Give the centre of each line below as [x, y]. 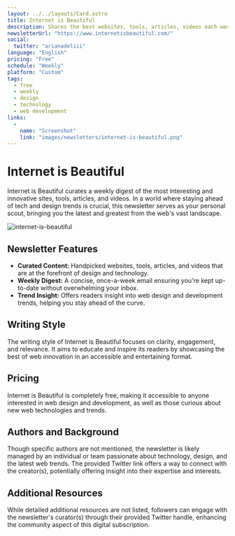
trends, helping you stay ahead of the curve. [81, 303]
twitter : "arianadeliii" [50, 46]
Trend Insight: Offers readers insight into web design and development [120, 295]
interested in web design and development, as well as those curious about [114, 403]
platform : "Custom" [36, 72]
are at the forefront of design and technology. [83, 273]
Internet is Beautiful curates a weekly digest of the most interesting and [110, 191]
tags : [15, 79]
